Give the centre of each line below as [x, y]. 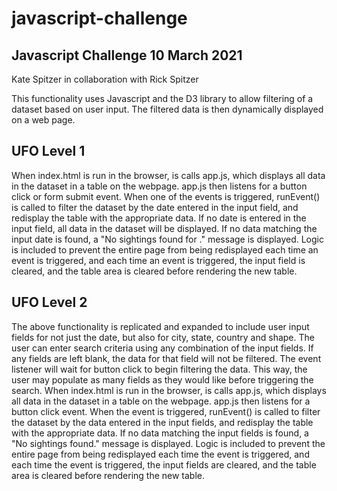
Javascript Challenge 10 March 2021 [127, 55]
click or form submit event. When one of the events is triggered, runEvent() [166, 196]
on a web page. [43, 120]
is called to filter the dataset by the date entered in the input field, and [155, 207]
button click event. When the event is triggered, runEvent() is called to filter [166, 411]
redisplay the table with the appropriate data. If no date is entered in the [159, 218]
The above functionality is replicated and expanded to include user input [160, 326]
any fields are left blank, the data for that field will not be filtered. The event [166, 358]
